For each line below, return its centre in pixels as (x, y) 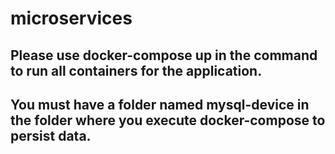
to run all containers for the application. (136, 70)
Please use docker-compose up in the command (164, 55)
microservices (71, 18)
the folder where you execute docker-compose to (168, 120)
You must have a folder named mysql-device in (160, 104)
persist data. (51, 135)
